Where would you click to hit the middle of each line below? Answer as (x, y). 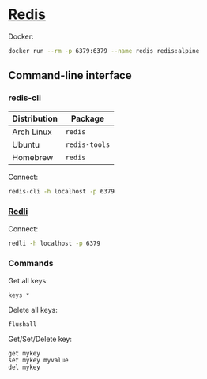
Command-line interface (70, 75)
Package (88, 118)
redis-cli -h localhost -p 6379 (61, 191)
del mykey (24, 367)
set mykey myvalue (38, 360)
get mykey (24, 353)
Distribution (35, 118)
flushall (23, 324)
